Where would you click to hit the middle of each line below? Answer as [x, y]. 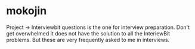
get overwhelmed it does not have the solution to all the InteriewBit [88, 33]
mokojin [27, 11]
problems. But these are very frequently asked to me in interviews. [88, 40]
